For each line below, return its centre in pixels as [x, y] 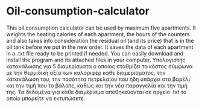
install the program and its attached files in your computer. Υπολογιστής [96, 60]
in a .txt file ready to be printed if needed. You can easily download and [95, 53]
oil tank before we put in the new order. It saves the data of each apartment [100, 47]
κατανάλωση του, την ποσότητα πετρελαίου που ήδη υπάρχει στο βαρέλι [98, 79]
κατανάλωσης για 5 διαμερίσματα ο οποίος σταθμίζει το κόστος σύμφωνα [99, 66]
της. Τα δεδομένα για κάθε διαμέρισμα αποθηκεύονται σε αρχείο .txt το [96, 92]
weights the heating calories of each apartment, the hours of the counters [98, 34]
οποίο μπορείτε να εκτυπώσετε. [46, 98]
